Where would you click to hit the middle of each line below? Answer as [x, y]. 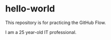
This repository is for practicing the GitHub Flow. [55, 22]
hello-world [30, 9]
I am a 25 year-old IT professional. [41, 32]
